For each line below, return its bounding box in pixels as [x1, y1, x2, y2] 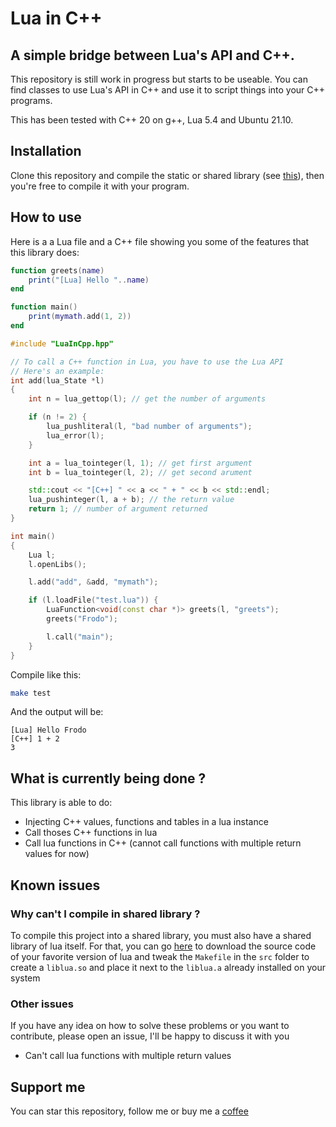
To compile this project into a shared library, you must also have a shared [10, 929, 312, 941]
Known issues [10, 877, 101, 894]
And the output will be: [10, 706, 104, 718]
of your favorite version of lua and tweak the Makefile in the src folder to [10, 950, 310, 962]
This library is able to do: [10, 797, 113, 809]
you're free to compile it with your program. [10, 180, 190, 192]
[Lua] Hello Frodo [10, 725, 87, 736]
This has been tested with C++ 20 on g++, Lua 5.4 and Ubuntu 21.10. [10, 114, 294, 126]
